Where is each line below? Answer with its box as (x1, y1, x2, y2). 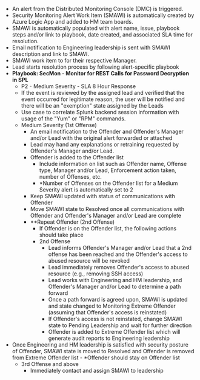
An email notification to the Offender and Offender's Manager (30, 128, 184, 135)
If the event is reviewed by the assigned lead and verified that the (21, 89, 185, 96)
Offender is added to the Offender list (30, 154, 124, 161)
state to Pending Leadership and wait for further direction (48, 322, 192, 329)
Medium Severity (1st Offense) (21, 122, 97, 128)
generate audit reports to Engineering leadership (48, 334, 170, 342)
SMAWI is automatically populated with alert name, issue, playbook (12, 24, 180, 32)
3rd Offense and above (21, 361, 79, 367)
